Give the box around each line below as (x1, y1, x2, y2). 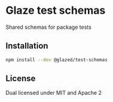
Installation (5, 41, 48, 51)
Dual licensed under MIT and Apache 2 (5, 89, 102, 97)
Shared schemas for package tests (5, 23, 92, 31)
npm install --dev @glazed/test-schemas (5, 56, 108, 63)
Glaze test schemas (5, 4, 106, 17)
